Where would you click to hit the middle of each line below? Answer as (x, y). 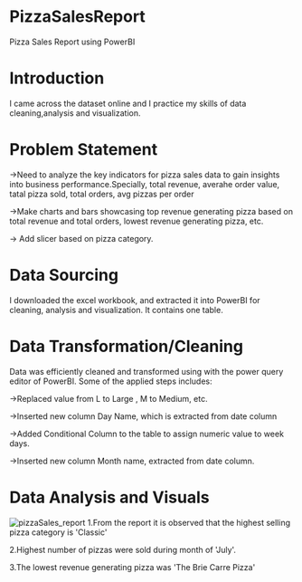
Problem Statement (84, 150)
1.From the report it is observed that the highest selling (189, 522)
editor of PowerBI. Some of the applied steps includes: (111, 381)
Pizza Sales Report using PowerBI (72, 42)
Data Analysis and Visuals (109, 497)
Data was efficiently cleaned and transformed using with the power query (146, 371)
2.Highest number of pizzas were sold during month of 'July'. (123, 549)
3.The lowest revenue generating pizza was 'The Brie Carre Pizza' (132, 567)
